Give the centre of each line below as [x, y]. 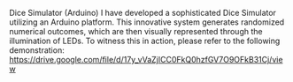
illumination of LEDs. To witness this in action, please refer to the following [145, 41]
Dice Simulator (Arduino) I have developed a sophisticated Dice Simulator [143, 13]
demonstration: [37, 50]
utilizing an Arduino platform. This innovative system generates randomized [147, 22]
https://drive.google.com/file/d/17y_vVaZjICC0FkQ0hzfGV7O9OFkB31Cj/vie [146, 60]
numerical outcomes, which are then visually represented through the [136, 31]
